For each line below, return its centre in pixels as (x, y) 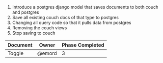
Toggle (15, 53)
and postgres (26, 12)
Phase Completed (83, 45)
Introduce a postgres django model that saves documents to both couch (85, 7)
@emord (47, 53)
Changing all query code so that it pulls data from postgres (72, 22)
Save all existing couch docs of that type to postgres (65, 17)
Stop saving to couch (34, 33)
